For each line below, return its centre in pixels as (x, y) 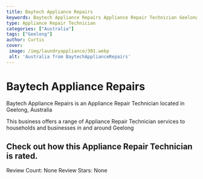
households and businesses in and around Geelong (70, 128)
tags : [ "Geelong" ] (29, 34)
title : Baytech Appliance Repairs (50, 12)
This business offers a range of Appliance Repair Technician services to (96, 121)
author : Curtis (25, 40)
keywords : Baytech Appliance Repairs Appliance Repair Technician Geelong (102, 17)
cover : (14, 46)
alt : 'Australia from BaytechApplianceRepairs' (70, 57)
